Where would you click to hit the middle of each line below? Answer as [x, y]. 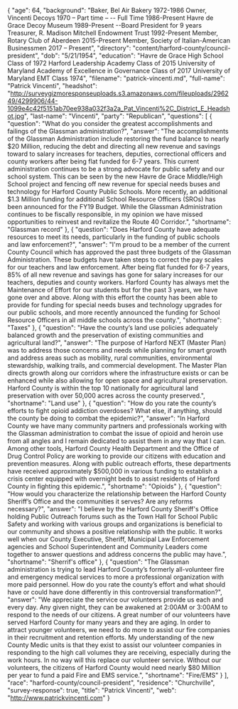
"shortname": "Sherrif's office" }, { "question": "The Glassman [98, 562]
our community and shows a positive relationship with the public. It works [115, 532]
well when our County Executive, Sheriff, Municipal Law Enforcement [108, 539]
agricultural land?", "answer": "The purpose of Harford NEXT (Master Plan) [117, 343]
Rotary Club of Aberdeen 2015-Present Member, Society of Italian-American [119, 41]
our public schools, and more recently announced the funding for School [114, 313]
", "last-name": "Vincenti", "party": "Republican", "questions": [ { [118, 116]
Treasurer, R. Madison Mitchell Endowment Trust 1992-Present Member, [113, 33]
